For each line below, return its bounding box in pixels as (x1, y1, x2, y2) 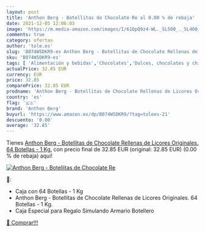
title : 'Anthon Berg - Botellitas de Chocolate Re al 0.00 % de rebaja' (6, 15, 195, 21)
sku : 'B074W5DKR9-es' (6, 54, 62, 60)
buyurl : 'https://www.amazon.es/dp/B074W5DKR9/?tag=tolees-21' (6, 111, 171, 117)
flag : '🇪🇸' (6, 100, 37, 106)
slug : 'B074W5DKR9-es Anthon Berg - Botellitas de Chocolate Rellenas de (6, 49, 198, 55)
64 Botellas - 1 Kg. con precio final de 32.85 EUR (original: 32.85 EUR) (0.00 (6, 146, 197, 153)
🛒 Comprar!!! (6, 219, 38, 227)
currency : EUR (6, 71, 43, 78)
